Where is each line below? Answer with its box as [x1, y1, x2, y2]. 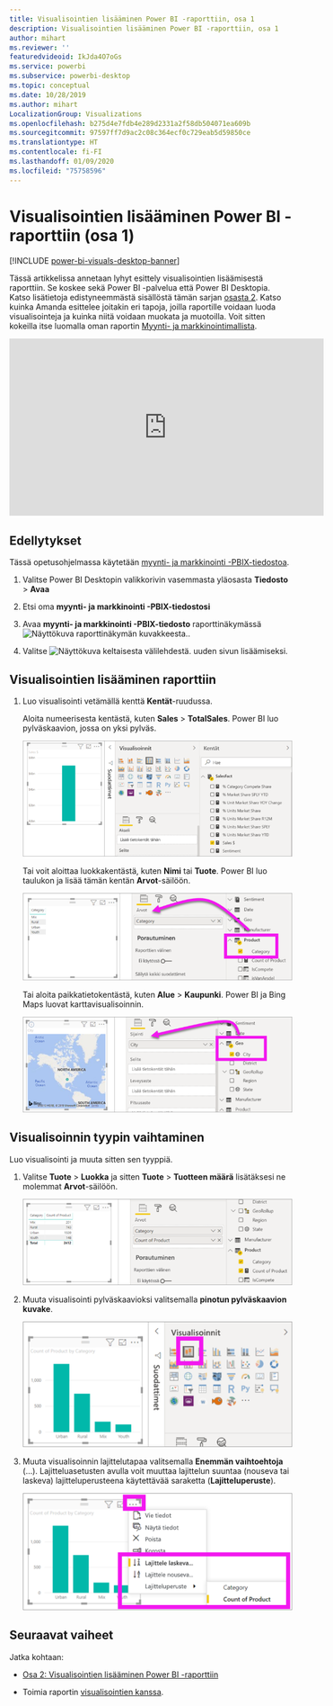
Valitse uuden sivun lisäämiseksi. [22, 646, 289, 657]
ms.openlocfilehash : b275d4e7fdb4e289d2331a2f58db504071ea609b [9, 119, 251, 128]
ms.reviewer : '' [9, 43, 70, 52]
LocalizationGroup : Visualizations [9, 109, 143, 119]
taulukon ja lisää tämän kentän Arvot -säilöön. [22, 875, 191, 886]
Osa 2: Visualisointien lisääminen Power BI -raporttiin [22, 1669, 219, 1680]
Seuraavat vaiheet [9, 1628, 114, 1643]
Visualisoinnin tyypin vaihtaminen [9, 1130, 205, 1145]
